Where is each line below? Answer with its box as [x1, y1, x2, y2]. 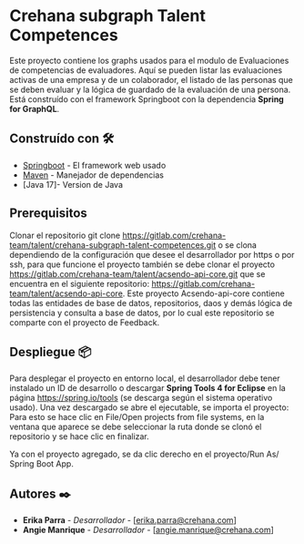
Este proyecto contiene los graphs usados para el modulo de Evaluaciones [9, 55, 289, 66]
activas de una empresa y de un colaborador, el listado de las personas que [9, 74, 293, 85]
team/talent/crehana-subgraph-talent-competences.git [9, 239, 217, 251]
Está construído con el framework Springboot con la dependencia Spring [9, 93, 284, 105]
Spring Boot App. [9, 458, 75, 469]
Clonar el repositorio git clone [9, 230, 121, 241]
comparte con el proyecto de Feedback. [9, 316, 160, 328]
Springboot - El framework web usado [22, 159, 167, 170]
